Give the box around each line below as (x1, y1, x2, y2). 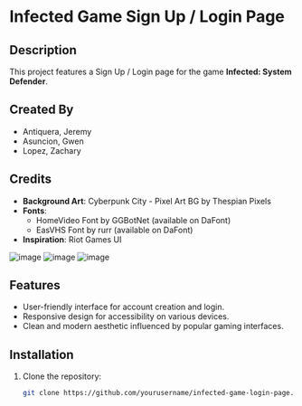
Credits (9, 172, 52, 187)
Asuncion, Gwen (22, 136, 84, 146)
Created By (9, 102, 74, 118)
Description (9, 42, 77, 58)
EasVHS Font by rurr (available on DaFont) (35, 224, 193, 235)
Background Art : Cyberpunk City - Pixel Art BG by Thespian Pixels (22, 195, 271, 206)
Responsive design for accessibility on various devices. (22, 311, 230, 322)
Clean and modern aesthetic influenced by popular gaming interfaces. (22, 321, 284, 332)
